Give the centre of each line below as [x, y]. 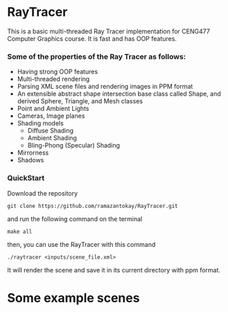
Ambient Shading [52, 138]
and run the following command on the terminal [75, 218]
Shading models [40, 123]
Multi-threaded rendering [53, 79]
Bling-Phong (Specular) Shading [73, 146]
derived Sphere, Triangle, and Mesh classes [80, 101]
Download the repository [43, 193]
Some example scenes [73, 298]
